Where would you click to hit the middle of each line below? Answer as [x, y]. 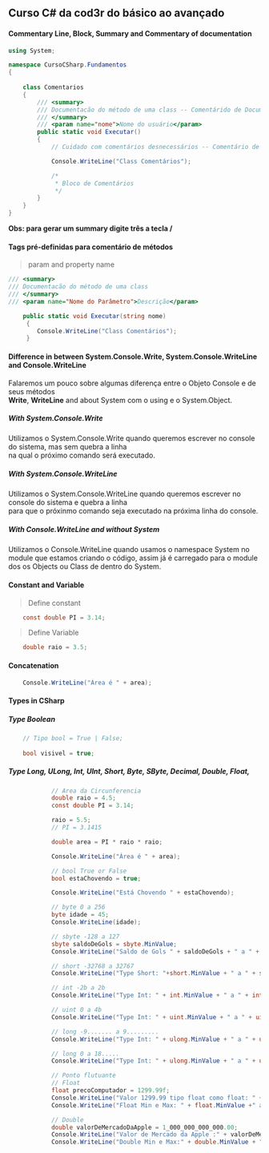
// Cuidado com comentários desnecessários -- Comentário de [155, 147]
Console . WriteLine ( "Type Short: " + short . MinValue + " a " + [153, 974]
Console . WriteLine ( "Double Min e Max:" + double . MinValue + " [157, 1142]
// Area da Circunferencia [96, 791]
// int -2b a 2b [78, 988]
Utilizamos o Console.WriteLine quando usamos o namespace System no [129, 550]
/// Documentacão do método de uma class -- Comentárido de [139, 110]
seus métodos [32, 391]
